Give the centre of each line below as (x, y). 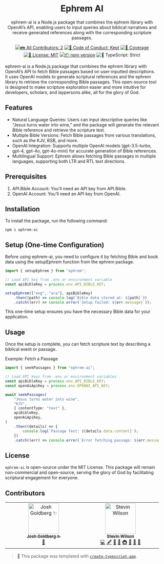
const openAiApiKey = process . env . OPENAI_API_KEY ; (58, 385)
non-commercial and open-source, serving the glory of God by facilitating (79, 473)
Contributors (25, 493)
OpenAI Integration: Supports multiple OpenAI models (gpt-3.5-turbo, (82, 146)
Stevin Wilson (120, 536)
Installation (22, 209)
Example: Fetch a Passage (31, 359)
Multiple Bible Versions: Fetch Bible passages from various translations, (84, 135)
